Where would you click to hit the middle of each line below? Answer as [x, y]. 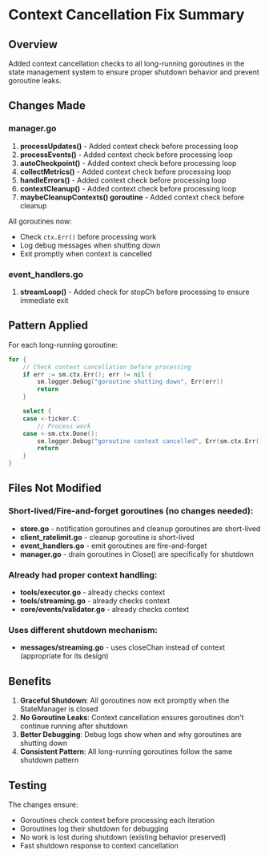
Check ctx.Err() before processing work [88, 236]
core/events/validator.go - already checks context [104, 610]
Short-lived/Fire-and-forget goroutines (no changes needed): [131, 511]
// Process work [64, 426]
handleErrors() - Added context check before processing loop [123, 180]
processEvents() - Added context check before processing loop [126, 155]
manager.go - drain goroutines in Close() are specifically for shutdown [137, 554]
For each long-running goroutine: [63, 344]
